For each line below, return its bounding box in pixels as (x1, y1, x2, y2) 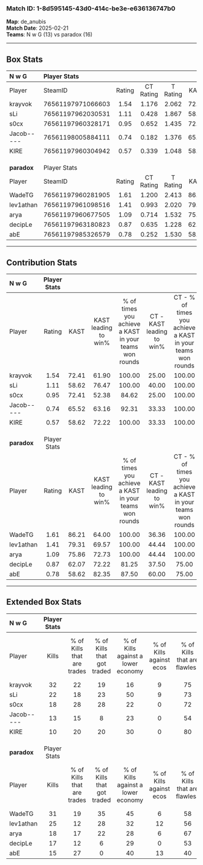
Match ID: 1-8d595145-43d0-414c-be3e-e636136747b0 (6, 4, 176, 13)
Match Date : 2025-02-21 (6, 24, 69, 32)
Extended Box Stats (6, 597, 82, 607)
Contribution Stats (6, 257, 77, 268)
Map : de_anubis (6, 18, 47, 25)
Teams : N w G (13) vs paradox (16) (6, 31, 92, 38)
